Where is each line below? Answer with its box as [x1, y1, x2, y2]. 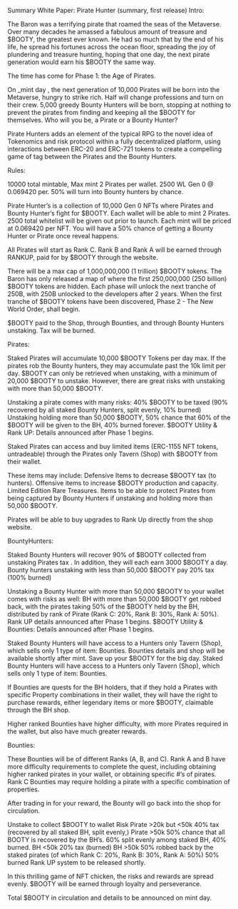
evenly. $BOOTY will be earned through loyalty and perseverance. [7, 880, 202, 888]
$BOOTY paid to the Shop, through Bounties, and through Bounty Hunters [7, 319, 224, 327]
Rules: [7, 166, 26, 174]
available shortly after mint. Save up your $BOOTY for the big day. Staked [7, 654, 223, 662]
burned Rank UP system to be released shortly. [7, 858, 146, 866]
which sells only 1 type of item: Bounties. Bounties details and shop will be [7, 646, 225, 655]
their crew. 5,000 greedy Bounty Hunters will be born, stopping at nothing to [7, 101, 232, 109]
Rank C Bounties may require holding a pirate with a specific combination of [7, 778, 230, 786]
